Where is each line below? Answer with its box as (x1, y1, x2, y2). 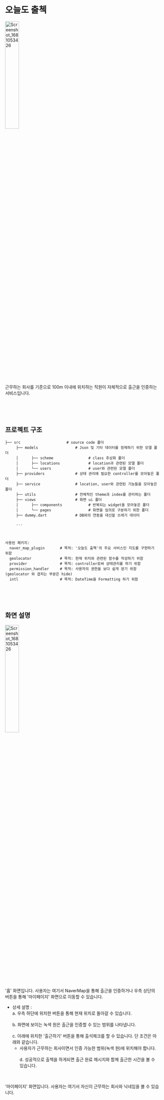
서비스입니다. (5, 390, 30, 396)
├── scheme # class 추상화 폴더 (31, 455, 125, 460)
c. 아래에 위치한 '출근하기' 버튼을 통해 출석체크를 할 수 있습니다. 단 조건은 (12, 1033, 152, 1039)
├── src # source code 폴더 (5, 440, 104, 445)
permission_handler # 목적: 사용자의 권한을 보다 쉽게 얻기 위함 (9, 566, 137, 571)
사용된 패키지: (5, 540, 30, 545)
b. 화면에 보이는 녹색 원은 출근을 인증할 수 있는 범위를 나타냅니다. (12, 1022, 136, 1028)
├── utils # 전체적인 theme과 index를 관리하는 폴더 (16, 492, 151, 497)
